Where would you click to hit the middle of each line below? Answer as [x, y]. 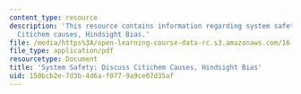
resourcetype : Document [54, 59]
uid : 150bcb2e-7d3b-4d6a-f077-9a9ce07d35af [92, 76]
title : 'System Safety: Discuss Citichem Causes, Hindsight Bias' [136, 68]
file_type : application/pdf [62, 51]
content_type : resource [54, 17]
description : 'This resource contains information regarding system [140, 26]
